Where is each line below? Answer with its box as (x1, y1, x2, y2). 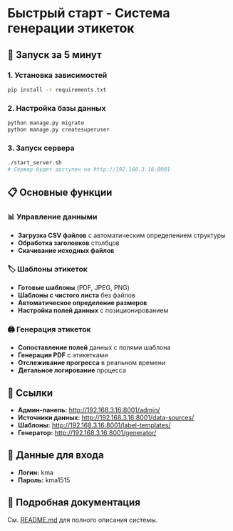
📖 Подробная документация (7, 497, 141, 509)
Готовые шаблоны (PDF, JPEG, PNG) (17, 283, 130, 292)
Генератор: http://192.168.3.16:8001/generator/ (17, 428, 157, 437)
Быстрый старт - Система (7, 5, 170, 21)
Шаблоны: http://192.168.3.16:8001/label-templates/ (17, 420, 171, 430)
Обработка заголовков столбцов (17, 238, 120, 247)
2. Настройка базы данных (7, 103, 106, 113)
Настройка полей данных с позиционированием (17, 306, 169, 314)
